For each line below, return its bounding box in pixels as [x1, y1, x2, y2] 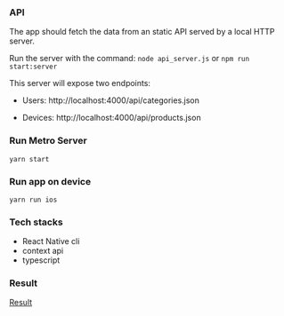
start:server [9, 62, 58, 72]
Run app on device [9, 175, 92, 187]
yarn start [9, 154, 50, 163]
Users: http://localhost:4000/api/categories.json [21, 95, 200, 106]
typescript [21, 255, 61, 265]
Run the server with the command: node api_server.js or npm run [9, 53, 250, 64]
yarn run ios [9, 195, 58, 204]
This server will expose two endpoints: [9, 78, 151, 89]
